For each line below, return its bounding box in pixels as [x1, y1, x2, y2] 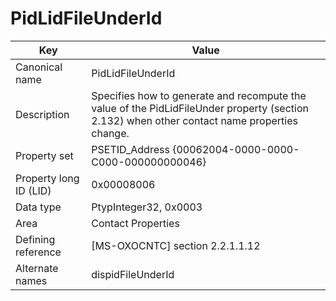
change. [91, 126, 130, 140]
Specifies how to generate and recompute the [91, 88, 307, 102]
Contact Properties [91, 216, 180, 230]
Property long [15, 171, 80, 185]
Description [15, 107, 70, 121]
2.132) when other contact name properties [91, 113, 298, 127]
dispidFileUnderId [91, 267, 175, 281]
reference [15, 245, 62, 259]
